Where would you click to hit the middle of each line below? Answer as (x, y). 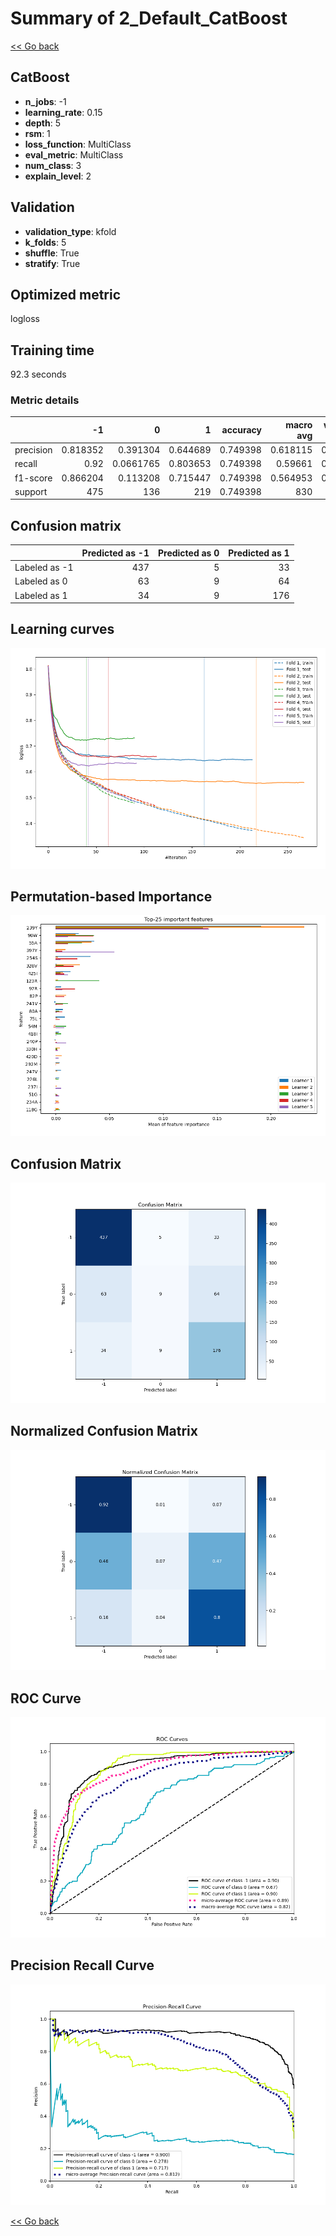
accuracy (241, 430)
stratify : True (52, 263)
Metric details (45, 400)
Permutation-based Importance (111, 897)
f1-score (33, 478)
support (31, 491)
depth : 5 (42, 123)
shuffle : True (52, 253)
